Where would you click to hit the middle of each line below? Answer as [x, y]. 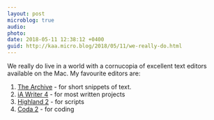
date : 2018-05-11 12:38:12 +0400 [56, 40]
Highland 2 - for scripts [51, 102]
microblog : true [31, 20]
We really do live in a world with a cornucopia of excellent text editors [107, 66]
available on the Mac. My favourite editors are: [74, 73]
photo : [17, 33]
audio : [17, 27]
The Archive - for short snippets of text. [74, 87]
